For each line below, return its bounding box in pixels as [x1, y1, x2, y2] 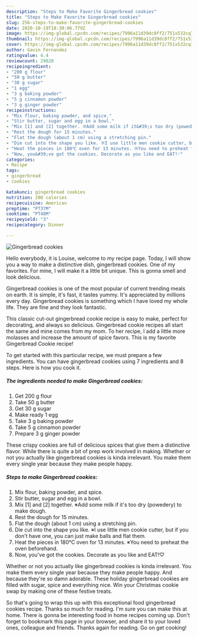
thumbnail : [6, 36, 33, 42]
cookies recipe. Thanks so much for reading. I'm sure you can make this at [6, 605, 187, 612]
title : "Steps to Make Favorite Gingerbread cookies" [6, 14, 141, 20]
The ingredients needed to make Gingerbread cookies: [6, 378, 143, 385]
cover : [6, 42, 22, 48]
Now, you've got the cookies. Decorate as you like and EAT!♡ [14, 551, 165, 558]
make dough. [14, 507, 47, 514]
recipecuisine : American [6, 200, 67, 206]
